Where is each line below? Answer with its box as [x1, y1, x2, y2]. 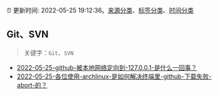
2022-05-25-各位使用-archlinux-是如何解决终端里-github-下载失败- [16, 72, 212, 81]
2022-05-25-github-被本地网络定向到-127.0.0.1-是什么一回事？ [16, 63, 197, 71]
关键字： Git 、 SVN [23, 48, 74, 57]
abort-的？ [16, 81, 48, 89]
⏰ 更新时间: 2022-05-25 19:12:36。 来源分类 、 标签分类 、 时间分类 [6, 6, 194, 14]
